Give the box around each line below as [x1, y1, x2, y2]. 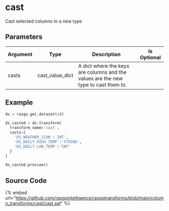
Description [92, 51, 121, 58]
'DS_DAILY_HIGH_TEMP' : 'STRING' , [14, 139, 82, 144]
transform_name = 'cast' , [10, 125, 59, 131]
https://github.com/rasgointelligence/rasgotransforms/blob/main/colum [15, 195, 164, 201]
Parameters [5, 33, 43, 41]
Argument [8, 51, 33, 58]
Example [5, 98, 33, 107]
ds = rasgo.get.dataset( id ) [5, 112, 64, 117]
